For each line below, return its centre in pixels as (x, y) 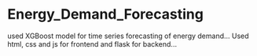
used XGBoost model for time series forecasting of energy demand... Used (128, 36)
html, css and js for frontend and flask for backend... (92, 44)
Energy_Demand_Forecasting (105, 14)
